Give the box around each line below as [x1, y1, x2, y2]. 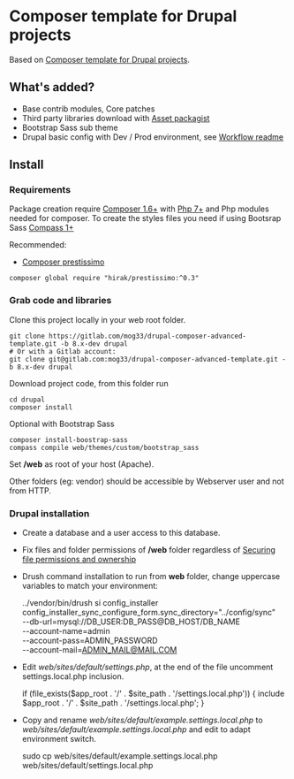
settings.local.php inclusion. [21, 671, 124, 682]
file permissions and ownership [21, 554, 137, 565]
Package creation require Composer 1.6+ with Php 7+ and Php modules [9, 203, 269, 214]
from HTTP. [9, 485, 51, 496]
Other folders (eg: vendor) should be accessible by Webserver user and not [9, 476, 284, 486]
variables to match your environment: [21, 581, 159, 592]
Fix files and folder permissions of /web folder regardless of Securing [21, 545, 276, 555]
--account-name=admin [21, 626, 110, 637]
